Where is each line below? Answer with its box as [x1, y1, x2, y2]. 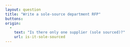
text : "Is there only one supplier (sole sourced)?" [14, 30, 126, 35]
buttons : [5, 16, 23, 21]
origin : [5, 21, 21, 26]
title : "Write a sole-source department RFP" [5, 12, 101, 17]
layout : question [5, 7, 41, 12]
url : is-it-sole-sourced [14, 35, 65, 40]
